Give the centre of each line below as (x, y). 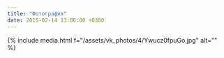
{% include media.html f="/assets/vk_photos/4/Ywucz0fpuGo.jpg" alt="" (112, 40)
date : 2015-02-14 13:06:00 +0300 (56, 20)
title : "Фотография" (37, 14)
